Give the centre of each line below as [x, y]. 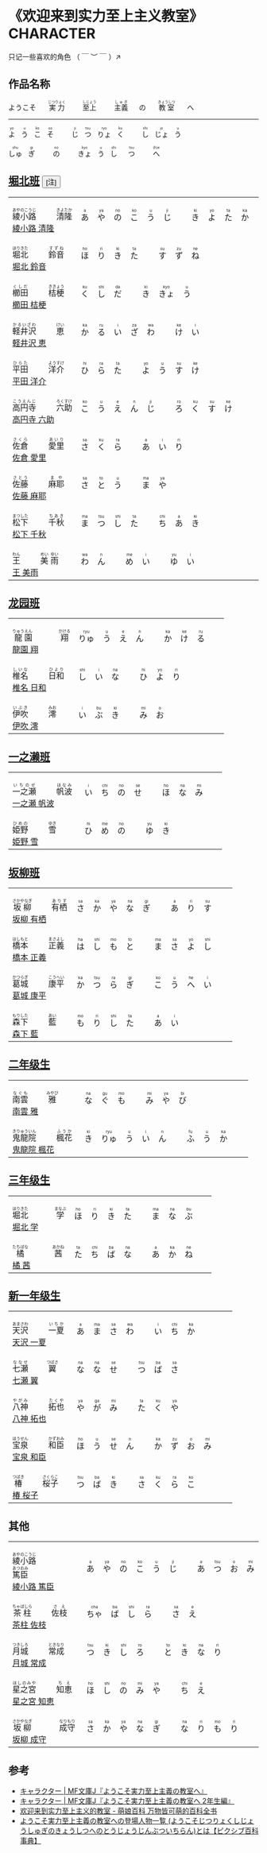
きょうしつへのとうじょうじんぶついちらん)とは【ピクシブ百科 [157, 1831]
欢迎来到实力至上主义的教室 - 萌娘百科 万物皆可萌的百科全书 [118, 1811]
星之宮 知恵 [33, 1701]
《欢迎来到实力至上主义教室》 [106, 16]
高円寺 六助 [33, 420]
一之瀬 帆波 [33, 803]
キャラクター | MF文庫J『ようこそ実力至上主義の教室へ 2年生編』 [127, 1801]
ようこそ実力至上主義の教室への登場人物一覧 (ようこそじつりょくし [130, 1821]
